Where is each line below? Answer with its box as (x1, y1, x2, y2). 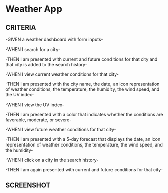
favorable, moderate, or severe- (5, 117, 72, 123)
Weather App (5, 3, 62, 15)
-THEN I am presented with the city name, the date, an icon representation (5, 81, 160, 87)
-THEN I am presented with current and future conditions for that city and (5, 56, 158, 62)
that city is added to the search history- (5, 62, 87, 67)
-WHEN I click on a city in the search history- (5, 157, 99, 163)
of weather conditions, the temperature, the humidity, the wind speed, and (5, 86, 160, 92)
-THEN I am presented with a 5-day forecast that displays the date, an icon (5, 136, 161, 142)
